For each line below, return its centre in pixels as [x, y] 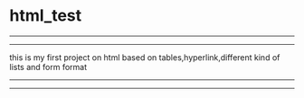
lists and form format [48, 67]
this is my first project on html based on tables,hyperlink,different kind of [145, 57]
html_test [46, 16]
